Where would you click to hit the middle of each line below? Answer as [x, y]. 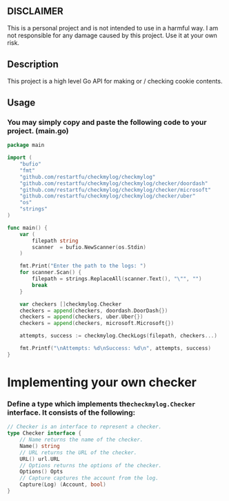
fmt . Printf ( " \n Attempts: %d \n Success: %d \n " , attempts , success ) [116, 348]
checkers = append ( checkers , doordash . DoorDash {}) [94, 311]
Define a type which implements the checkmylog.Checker [101, 404]
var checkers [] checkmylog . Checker [71, 304]
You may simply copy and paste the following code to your [107, 122]
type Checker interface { [44, 433]
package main [26, 145]
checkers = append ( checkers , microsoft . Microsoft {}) [97, 324]
